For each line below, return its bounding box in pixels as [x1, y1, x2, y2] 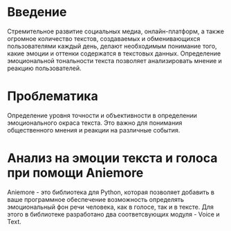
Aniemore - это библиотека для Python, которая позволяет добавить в [7, 188, 215, 196]
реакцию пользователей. [7, 64, 82, 72]
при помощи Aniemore [7, 165, 144, 181]
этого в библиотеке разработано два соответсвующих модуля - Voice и [7, 209, 220, 219]
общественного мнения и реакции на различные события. [7, 126, 181, 134]
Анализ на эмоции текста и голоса [7, 151, 218, 166]
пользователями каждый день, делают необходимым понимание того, [7, 42, 217, 50]
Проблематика [7, 88, 98, 104]
